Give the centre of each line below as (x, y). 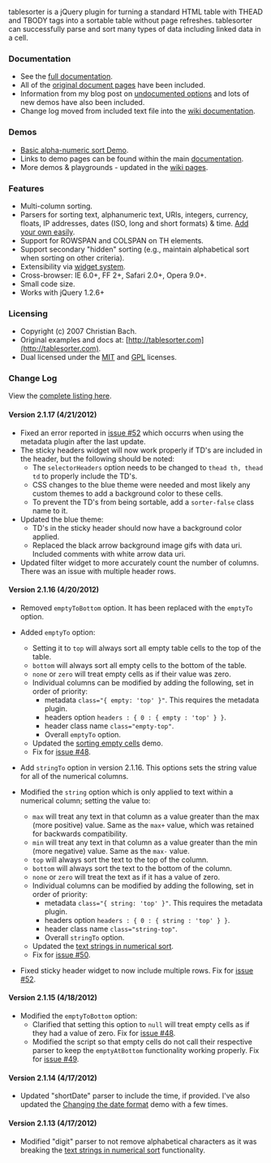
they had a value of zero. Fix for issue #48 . (104, 1034)
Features (26, 188)
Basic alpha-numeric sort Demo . (74, 150)
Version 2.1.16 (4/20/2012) (54, 590)
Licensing (28, 313)
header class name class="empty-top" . (109, 726)
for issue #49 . (56, 1059)
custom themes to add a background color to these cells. (127, 493)
